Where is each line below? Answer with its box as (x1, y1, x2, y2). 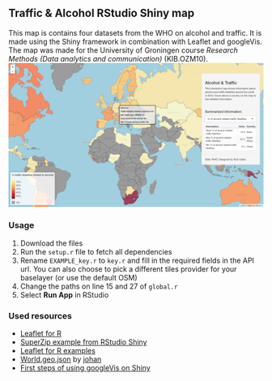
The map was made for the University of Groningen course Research (8, 45, 239, 55)
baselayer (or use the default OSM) (19, 272, 138, 282)
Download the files (19, 238, 83, 248)
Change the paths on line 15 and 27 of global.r (19, 281, 178, 291)
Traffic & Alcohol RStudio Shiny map (8, 6, 195, 20)
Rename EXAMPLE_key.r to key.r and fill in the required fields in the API (19, 255, 255, 265)
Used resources (8, 310, 73, 321)
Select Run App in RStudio (19, 289, 109, 299)
